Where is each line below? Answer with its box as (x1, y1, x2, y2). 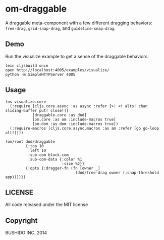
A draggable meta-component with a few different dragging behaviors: (5, 20, 152, 26)
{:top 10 (25, 143, 44, 148)
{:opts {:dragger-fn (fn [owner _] (25, 166, 100, 171)
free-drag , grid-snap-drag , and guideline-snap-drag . (5, 25, 116, 31)
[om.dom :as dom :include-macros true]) (32, 121, 119, 127)
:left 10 (27, 148, 46, 153)
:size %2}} (61, 161, 85, 166)
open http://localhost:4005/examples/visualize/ (5, 67, 110, 72)
